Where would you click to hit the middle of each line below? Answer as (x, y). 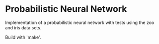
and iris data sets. (23, 27)
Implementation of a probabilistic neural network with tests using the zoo (80, 22)
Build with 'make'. (23, 37)
